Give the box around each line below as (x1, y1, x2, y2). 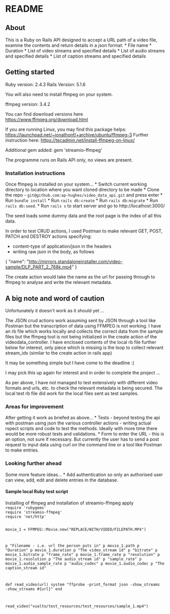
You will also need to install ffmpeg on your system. (5, 91, 113, 97)
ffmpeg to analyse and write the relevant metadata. (5, 279, 113, 285)
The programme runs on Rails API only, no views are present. (5, 156, 133, 163)
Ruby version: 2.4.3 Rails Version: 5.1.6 (5, 81, 86, 87)
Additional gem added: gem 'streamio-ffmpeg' (5, 147, 103, 153)
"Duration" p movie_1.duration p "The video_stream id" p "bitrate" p (5, 548, 158, 553)
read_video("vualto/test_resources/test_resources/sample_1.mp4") (5, 604, 149, 609)
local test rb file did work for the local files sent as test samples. (5, 390, 139, 396)
